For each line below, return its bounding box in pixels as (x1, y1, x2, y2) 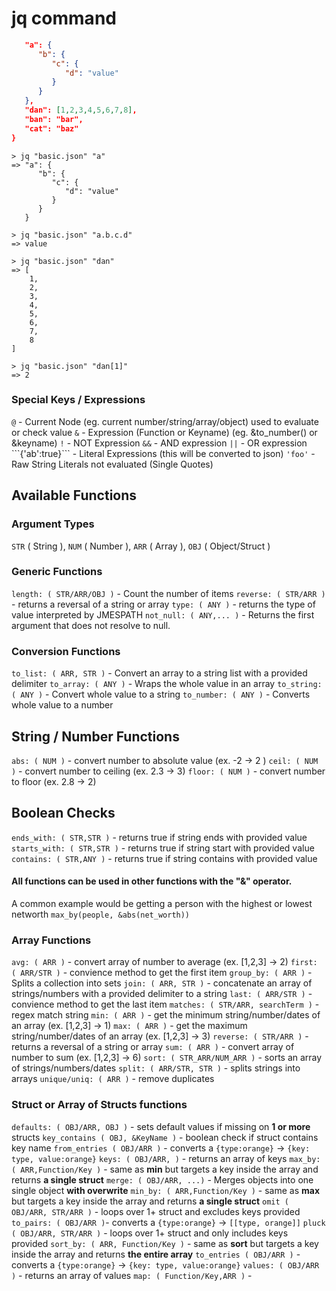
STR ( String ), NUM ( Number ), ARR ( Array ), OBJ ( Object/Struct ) (11, 540, 271, 552)
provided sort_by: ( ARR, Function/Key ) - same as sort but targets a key (11, 1237, 319, 1249)
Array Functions (11, 933, 92, 947)
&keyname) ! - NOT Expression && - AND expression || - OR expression (11, 437, 308, 449)
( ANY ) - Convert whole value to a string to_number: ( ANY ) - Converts (11, 688, 311, 701)
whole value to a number (11, 699, 114, 711)
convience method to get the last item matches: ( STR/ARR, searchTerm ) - (11, 998, 320, 1011)
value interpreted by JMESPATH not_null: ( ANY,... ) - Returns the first (11, 608, 315, 621)
